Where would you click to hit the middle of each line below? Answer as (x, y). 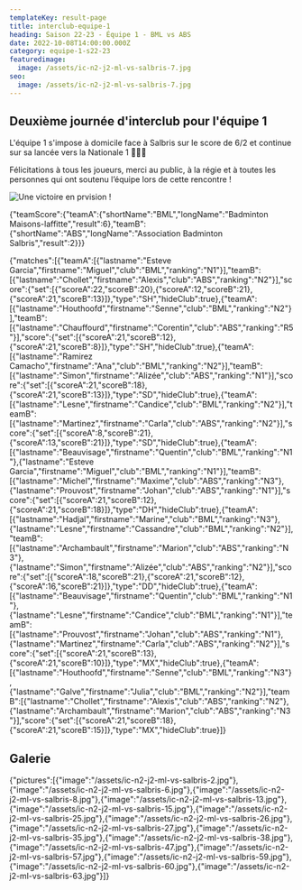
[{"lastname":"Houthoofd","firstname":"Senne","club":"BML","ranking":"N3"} (151, 673)
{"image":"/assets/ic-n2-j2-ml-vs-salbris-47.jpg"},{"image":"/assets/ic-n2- (149, 848)
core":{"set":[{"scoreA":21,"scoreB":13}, (83, 654)
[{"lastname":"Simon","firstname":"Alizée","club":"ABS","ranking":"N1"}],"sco (151, 376)
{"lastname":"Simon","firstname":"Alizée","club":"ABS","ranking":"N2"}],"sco (151, 567)
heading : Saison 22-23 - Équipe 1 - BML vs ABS (101, 34)
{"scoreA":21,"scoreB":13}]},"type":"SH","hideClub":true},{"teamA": (133, 299)
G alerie (30, 758)
